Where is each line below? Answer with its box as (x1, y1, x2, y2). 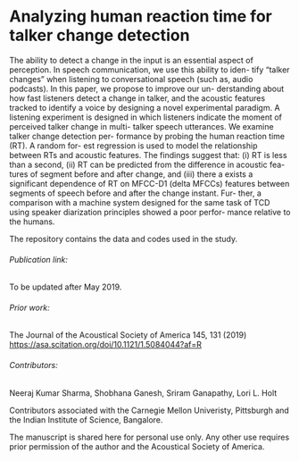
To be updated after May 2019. (9, 281, 122, 292)
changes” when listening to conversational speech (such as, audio (9, 73, 253, 84)
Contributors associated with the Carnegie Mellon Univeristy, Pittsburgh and (9, 405, 290, 415)
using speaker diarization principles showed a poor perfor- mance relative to (9, 206, 291, 217)
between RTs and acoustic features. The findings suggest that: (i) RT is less (9, 149, 287, 160)
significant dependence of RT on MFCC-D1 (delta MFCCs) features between (9, 178, 290, 189)
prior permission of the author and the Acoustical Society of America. (9, 440, 265, 452)
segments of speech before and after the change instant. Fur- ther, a (9, 188, 262, 198)
